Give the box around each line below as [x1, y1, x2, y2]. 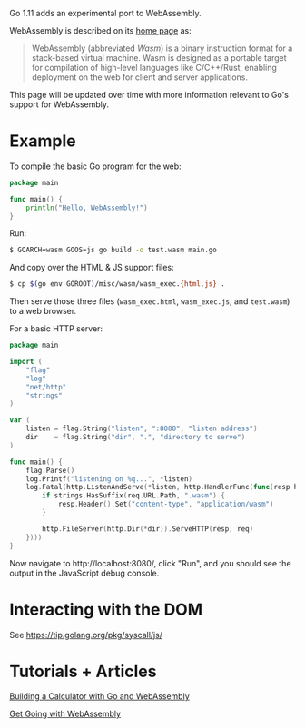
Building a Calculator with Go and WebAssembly [9, 691, 191, 702]
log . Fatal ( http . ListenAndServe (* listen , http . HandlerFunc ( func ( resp [25, 483, 290, 492]
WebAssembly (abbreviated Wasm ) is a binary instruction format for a [31, 43, 293, 54]
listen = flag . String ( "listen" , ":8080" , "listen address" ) [25, 424, 258, 434]
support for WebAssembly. [9, 99, 110, 110]
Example [9, 131, 76, 152]
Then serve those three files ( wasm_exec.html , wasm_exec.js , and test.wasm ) [9, 296, 290, 307]
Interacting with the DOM [9, 599, 203, 620]
